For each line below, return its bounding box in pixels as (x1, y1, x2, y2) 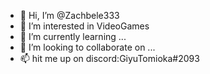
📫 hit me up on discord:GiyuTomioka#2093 (19, 53, 200, 64)
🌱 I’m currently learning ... (19, 31, 127, 42)
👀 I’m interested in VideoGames (19, 20, 150, 32)
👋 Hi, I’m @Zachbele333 (19, 10, 120, 21)
